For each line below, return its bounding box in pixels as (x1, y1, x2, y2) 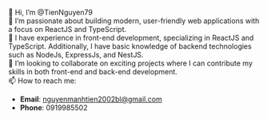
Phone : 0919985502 (19, 103, 88, 112)
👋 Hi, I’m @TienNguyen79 (8, 8, 94, 17)
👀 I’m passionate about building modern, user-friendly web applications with (8, 16, 260, 26)
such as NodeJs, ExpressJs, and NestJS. (8, 50, 144, 59)
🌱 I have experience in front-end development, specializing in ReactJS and (8, 33, 254, 42)
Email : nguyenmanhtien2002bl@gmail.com (19, 94, 162, 104)
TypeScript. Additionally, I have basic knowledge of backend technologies (8, 42, 252, 51)
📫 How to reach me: (8, 76, 77, 85)
